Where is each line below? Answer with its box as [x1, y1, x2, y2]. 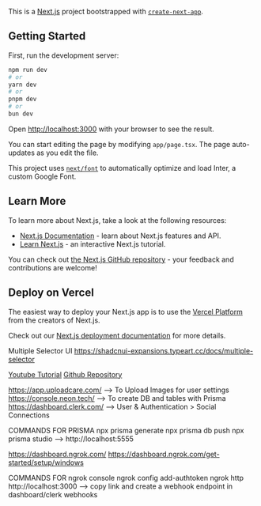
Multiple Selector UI [8, 346, 73, 355]
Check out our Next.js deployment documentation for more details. [8, 330, 226, 340]
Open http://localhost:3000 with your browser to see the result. [8, 124, 215, 134]
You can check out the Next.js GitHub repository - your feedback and [8, 255, 235, 264]
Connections [8, 410, 50, 420]
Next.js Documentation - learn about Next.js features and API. [19, 231, 221, 240]
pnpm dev [8, 95, 37, 104]
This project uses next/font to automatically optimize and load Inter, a [8, 163, 236, 172]
